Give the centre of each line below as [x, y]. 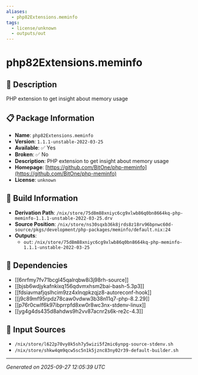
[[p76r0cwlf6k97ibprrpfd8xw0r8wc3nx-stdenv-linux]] [80, 305]
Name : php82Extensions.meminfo [54, 135]
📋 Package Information [50, 118]
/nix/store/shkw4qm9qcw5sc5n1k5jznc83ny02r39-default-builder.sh [96, 351]
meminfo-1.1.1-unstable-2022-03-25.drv [64, 218]
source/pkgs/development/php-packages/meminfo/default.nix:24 [93, 230]
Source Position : [35, 224]
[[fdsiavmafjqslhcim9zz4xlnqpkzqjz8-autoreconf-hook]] [83, 292]
